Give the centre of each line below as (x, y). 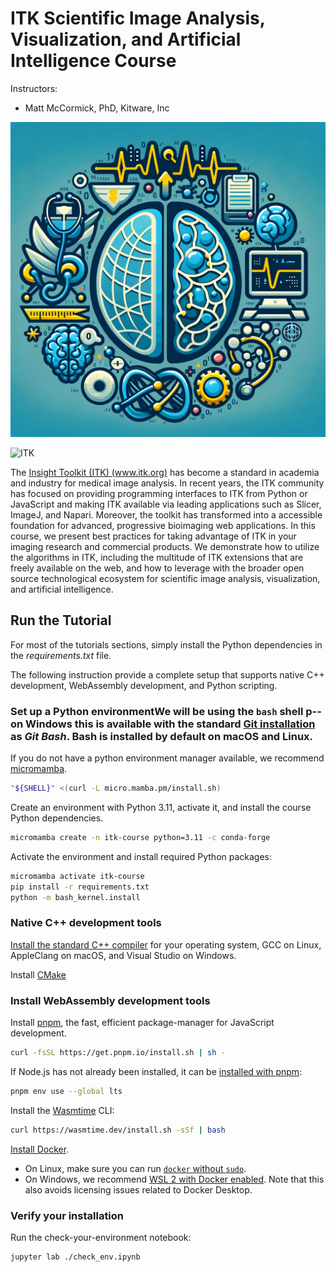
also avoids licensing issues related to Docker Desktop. (138, 1189)
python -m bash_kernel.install (75, 897)
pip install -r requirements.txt (80, 887)
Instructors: (34, 88)
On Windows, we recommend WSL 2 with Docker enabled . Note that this (174, 1179)
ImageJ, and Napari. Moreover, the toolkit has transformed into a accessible (166, 514)
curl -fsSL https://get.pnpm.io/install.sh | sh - (118, 1053)
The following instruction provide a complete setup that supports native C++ (167, 674)
